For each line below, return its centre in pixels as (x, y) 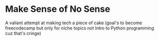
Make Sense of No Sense (58, 9)
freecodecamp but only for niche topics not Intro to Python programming (80, 28)
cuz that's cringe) (23, 33)
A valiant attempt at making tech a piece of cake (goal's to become (74, 23)
